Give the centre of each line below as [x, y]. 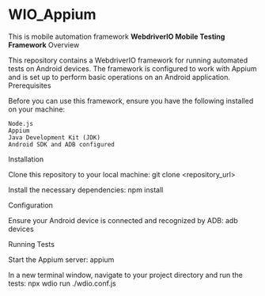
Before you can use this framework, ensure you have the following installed [131, 101]
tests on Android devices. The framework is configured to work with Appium [132, 68]
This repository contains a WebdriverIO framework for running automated [128, 60]
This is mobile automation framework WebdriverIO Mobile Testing [117, 36]
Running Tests [32, 244]
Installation [26, 159]
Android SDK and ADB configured [61, 144]
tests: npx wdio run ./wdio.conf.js [62, 283]
